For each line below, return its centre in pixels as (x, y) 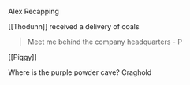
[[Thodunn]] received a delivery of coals (74, 26)
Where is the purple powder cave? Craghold (80, 72)
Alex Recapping (34, 11)
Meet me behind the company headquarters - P (105, 42)
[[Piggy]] (22, 57)
